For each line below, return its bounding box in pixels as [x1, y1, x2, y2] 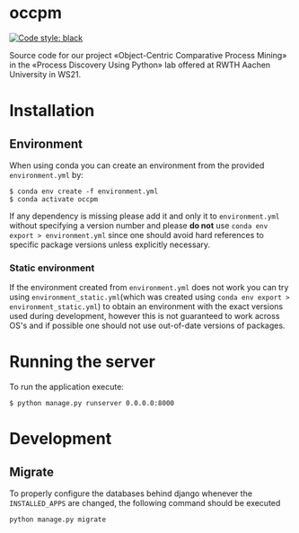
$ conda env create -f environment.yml [9, 187, 159, 196]
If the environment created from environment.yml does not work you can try [9, 282, 289, 293]
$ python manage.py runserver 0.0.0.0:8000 [9, 399, 175, 408]
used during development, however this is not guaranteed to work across [9, 311, 280, 322]
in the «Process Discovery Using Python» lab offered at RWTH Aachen [9, 59, 271, 70]
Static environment [9, 262, 95, 274]
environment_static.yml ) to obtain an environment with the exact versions [9, 301, 284, 312]
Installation [9, 101, 95, 121]
